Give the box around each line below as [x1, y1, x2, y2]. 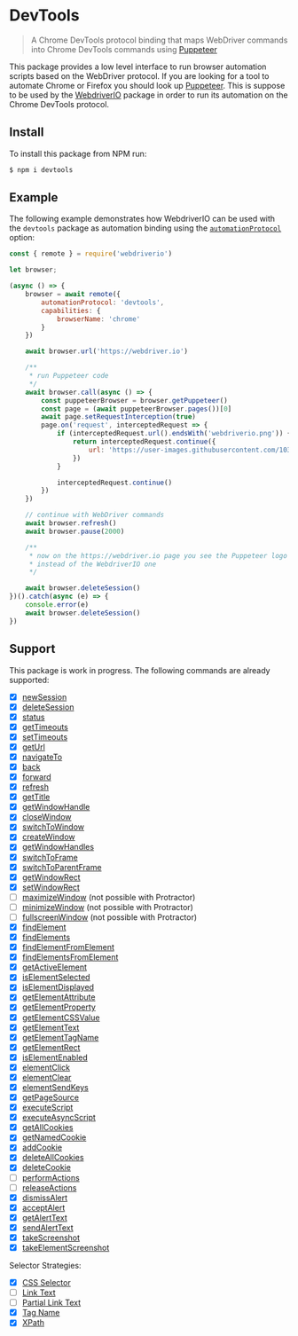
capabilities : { [41, 306, 101, 315]
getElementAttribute [21, 992, 96, 1002]
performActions [21, 1172, 80, 1183]
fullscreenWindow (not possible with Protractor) [21, 911, 198, 923]
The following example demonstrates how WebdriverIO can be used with [9, 214, 276, 224]
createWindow [21, 831, 75, 843]
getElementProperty [21, 1002, 96, 1012]
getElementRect [21, 1041, 81, 1052]
